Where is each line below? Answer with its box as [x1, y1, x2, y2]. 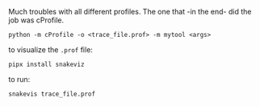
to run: [8, 75, 31, 84]
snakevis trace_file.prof [8, 90, 95, 98]
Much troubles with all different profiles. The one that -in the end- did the [8, 7, 252, 16]
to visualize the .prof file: [8, 45, 93, 55]
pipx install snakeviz [8, 60, 85, 68]
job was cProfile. [8, 15, 65, 25]
